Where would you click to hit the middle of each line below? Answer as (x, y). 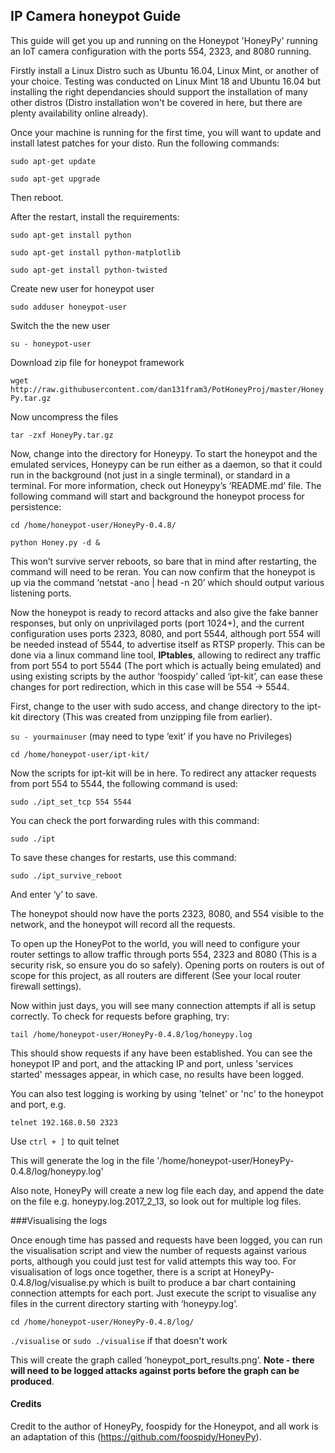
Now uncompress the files (64, 416)
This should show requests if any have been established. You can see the (161, 1053)
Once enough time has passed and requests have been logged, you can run (166, 1240)
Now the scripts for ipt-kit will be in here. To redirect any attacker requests (163, 773)
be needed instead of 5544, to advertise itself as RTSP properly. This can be (168, 644)
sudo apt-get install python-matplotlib (96, 252)
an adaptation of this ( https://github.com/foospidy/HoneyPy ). (136, 1437)
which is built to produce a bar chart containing (199, 1282)
